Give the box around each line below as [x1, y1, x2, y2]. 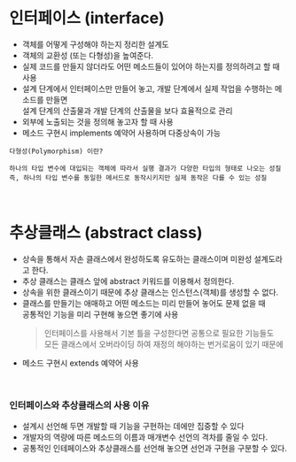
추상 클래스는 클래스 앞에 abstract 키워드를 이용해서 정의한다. [21, 275, 235, 286]
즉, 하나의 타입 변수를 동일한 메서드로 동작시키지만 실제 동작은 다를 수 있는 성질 [9, 173, 268, 182]
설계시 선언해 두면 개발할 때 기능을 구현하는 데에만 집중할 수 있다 [21, 421, 245, 432]
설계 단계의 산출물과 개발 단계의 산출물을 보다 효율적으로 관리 [21, 105, 233, 116]
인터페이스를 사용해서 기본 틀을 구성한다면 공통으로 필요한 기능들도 [43, 327, 275, 338]
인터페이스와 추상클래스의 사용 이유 [9, 399, 150, 412]
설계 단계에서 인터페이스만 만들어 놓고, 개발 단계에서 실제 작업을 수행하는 [21, 83, 273, 94]
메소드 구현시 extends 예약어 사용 [21, 358, 139, 368]
